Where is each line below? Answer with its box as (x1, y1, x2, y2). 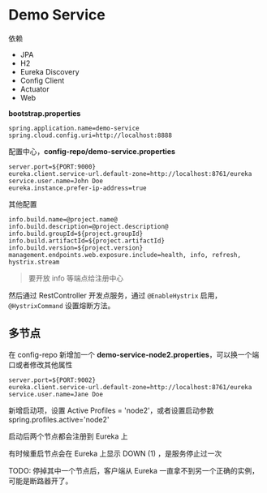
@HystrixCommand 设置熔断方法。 (8, 300, 115, 310)
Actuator (19, 84, 50, 94)
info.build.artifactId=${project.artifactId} (8, 237, 165, 245)
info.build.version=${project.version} (8, 243, 144, 252)
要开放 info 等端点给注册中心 (28, 273, 124, 283)
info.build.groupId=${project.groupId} (8, 229, 144, 238)
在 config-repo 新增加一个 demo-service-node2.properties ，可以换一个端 (8, 349, 260, 359)
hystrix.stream (8, 258, 60, 266)
